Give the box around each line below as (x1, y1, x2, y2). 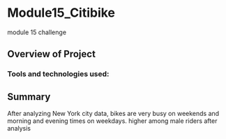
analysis (7, 124, 31, 133)
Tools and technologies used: (7, 69, 110, 79)
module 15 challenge (7, 28, 67, 36)
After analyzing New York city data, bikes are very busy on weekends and (7, 110, 220, 118)
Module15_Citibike (7, 5, 116, 21)
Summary (7, 91, 51, 103)
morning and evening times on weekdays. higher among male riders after (7, 117, 218, 125)
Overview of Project (7, 48, 96, 60)
